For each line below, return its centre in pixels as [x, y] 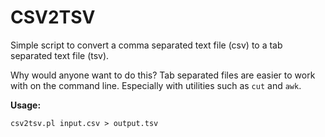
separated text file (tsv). [60, 55]
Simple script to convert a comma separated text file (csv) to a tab [146, 45]
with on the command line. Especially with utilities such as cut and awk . [156, 85]
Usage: [26, 105]
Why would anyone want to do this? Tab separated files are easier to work [163, 75]
